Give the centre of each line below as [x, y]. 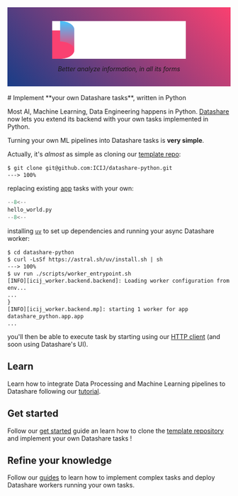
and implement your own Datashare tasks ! [70, 438]
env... [17, 288]
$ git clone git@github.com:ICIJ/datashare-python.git [90, 168]
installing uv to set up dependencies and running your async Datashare [111, 231]
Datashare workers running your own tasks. [71, 485]
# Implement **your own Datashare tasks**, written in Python [97, 98]
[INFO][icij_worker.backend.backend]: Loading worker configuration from [119, 281]
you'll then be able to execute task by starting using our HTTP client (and [114, 336]
